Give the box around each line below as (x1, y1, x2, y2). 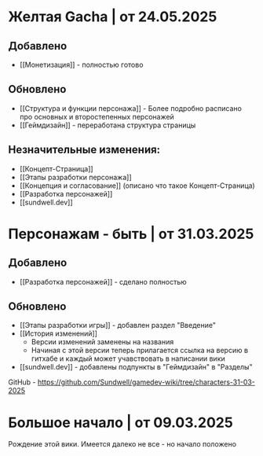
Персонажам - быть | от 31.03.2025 (8, 225, 254, 243)
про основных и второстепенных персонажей (19, 112, 174, 121)
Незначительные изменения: (8, 143, 161, 156)
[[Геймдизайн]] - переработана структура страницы (19, 120, 196, 130)
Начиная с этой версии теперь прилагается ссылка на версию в (31, 346, 249, 355)
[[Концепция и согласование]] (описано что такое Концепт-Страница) (19, 181, 255, 190)
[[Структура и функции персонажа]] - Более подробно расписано (19, 103, 242, 113)
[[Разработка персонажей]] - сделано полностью (19, 277, 187, 286)
